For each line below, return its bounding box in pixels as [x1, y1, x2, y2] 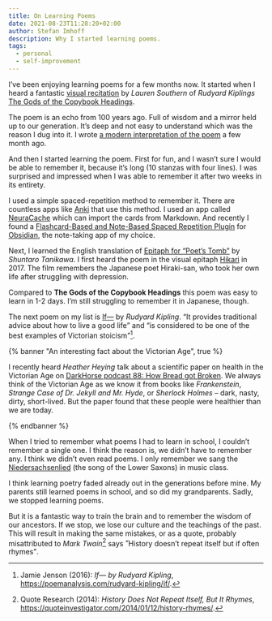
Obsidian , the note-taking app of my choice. [8, 230, 155, 239]
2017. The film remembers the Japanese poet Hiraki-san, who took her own [8, 263, 260, 273]
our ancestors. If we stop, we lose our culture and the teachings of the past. [8, 520, 261, 529]
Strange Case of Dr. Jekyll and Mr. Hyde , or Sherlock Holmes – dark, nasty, [8, 387, 260, 398]
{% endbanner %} [8, 420, 69, 430]
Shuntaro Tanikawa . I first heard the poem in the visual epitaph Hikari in [8, 254, 248, 264]
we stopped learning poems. [8, 495, 104, 505]
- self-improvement [15, 58, 82, 66]
